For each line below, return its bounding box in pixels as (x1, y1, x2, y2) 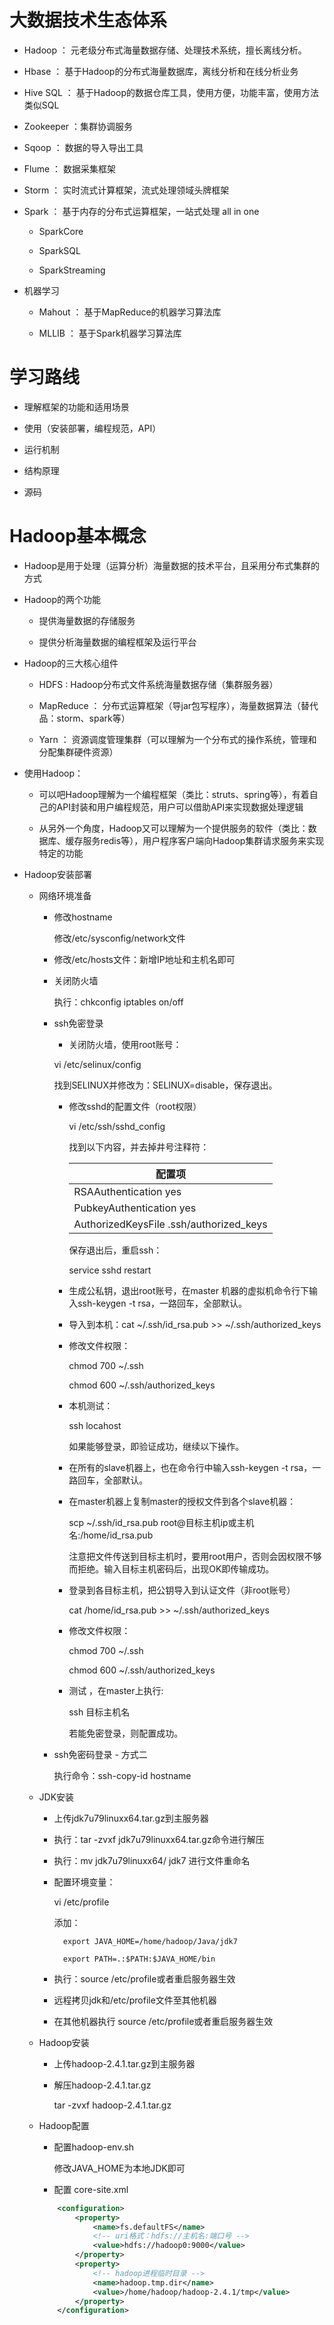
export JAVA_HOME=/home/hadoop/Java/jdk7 (62, 1936, 238, 1946)
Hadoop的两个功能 (23, 593, 101, 605)
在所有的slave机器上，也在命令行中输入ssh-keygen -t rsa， (68, 1461, 313, 1473)
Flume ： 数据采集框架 (23, 162, 117, 175)
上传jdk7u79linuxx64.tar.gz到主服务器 (53, 1812, 209, 1824)
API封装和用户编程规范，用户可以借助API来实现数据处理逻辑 (56, 801, 304, 813)
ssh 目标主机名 (68, 1706, 131, 1718)
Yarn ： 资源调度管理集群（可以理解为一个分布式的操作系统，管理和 (38, 733, 317, 745)
